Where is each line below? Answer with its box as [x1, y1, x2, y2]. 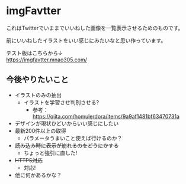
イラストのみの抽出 [14, 91, 62, 98]
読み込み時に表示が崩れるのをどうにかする [14, 142, 119, 149]
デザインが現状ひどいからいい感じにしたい [14, 120, 119, 127]
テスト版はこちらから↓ [6, 49, 63, 57]
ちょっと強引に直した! [23, 149, 78, 156]
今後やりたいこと [6, 75, 69, 85]
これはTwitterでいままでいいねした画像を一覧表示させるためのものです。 [6, 24, 184, 31]
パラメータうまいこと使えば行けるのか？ [23, 134, 123, 142]
